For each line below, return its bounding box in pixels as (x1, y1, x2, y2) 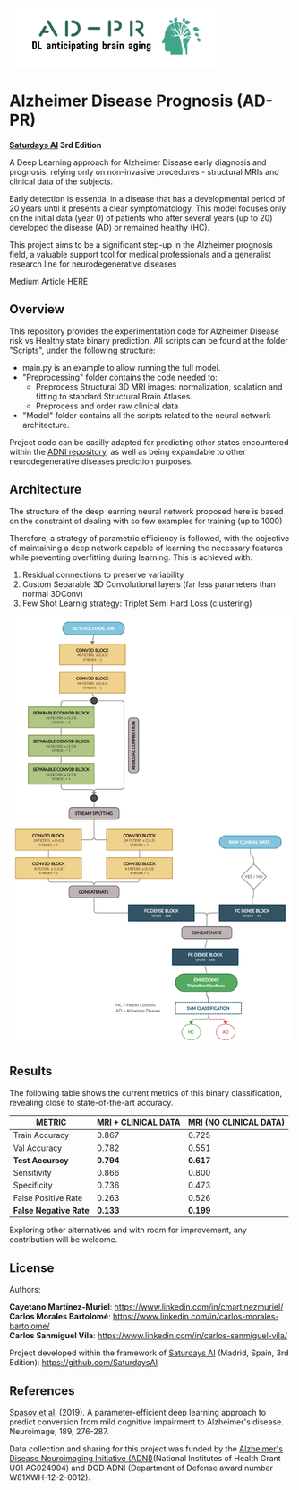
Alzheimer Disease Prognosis (9, 91, 234, 111)
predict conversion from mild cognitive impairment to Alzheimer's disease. (9, 1416, 284, 1427)
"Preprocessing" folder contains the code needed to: (21, 372, 218, 382)
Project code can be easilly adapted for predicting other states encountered (9, 436, 289, 447)
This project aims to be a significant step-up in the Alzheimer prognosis (9, 239, 273, 250)
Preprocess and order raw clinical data (35, 400, 179, 411)
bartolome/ (9, 1320, 51, 1331)
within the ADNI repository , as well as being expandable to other (9, 446, 246, 457)
